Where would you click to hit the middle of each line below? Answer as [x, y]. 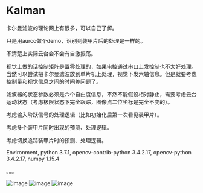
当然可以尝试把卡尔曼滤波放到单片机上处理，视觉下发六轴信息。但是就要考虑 [101, 74]
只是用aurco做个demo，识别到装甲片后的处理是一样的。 [76, 40]
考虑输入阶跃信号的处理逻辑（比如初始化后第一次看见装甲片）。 [84, 115]
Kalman [26, 11]
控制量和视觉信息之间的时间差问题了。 [54, 81]
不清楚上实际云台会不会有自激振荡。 [51, 53]
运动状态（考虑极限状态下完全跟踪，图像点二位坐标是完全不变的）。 [90, 102]
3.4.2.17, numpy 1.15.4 [33, 159]
